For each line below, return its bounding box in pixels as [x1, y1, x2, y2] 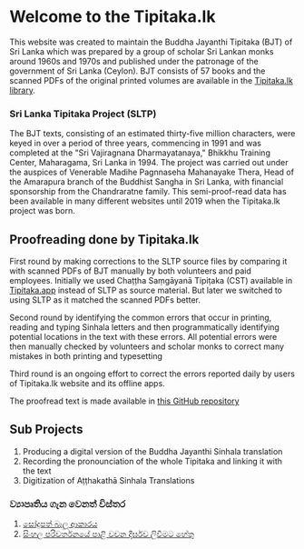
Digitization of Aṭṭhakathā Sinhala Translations [22, 474, 195, 485]
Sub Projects [9, 422, 83, 437]
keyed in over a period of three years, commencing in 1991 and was [9, 138, 261, 149]
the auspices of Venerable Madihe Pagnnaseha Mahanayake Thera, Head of [9, 166, 295, 178]
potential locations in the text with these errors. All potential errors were [9, 332, 278, 343]
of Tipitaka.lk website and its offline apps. [9, 378, 165, 389]
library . [9, 85, 36, 95]
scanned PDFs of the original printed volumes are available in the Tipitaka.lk [9, 75, 293, 85]
